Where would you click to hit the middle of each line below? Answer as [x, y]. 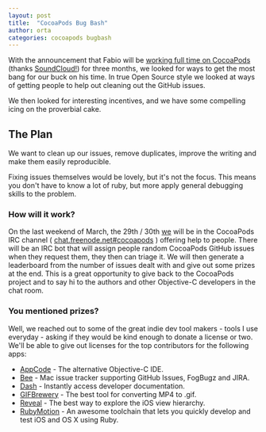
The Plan [31, 134]
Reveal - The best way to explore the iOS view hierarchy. [112, 403]
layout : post [30, 15]
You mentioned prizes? [54, 312]
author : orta [30, 30]
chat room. [26, 291]
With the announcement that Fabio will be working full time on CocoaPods [129, 60]
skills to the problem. [42, 194]
